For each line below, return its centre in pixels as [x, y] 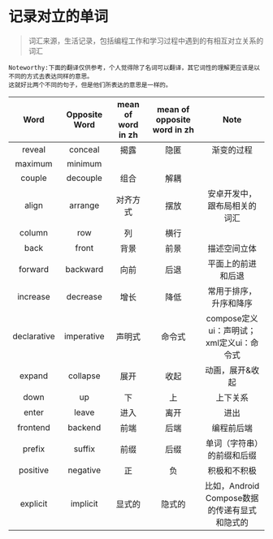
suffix [84, 449]
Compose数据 [232, 498]
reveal [34, 149]
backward [84, 269]
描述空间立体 [232, 248]
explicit [34, 503]
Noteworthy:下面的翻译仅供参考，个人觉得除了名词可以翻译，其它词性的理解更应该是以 [134, 67]
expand [34, 376]
